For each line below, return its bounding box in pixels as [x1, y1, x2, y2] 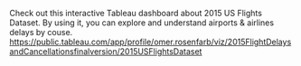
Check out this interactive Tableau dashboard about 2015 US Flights [9, 8, 262, 18]
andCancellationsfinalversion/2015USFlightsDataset [9, 46, 202, 57]
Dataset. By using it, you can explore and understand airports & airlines [9, 17, 274, 28]
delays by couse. [9, 27, 73, 37]
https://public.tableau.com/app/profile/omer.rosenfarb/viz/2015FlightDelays [9, 36, 292, 47]
